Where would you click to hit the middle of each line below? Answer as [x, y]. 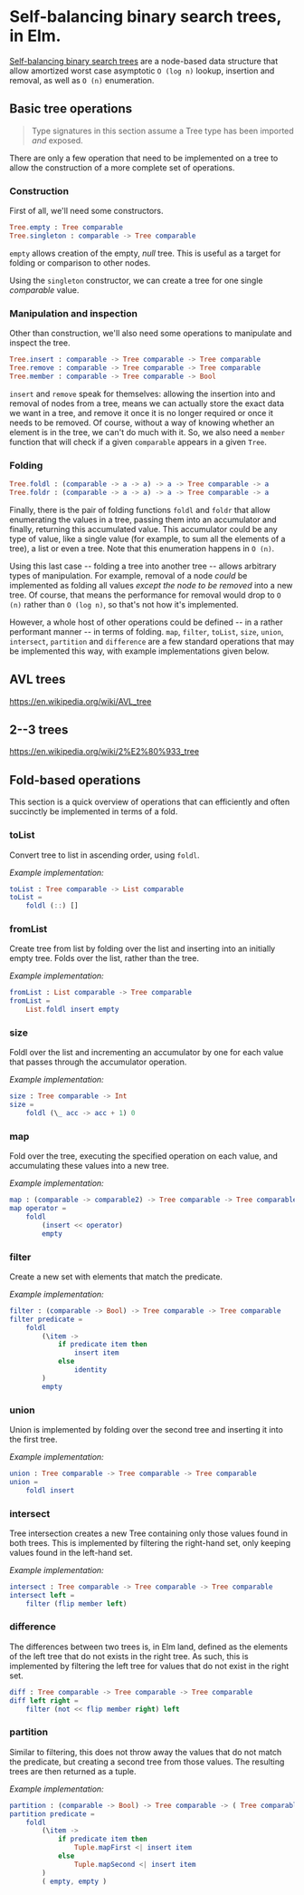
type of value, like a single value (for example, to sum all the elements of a [147, 539]
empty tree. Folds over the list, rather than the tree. [104, 958]
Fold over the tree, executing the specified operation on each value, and [144, 1156]
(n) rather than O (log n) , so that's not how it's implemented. [124, 604]
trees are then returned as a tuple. [73, 1771]
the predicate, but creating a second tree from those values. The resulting [147, 1762]
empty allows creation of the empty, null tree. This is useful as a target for [145, 253]
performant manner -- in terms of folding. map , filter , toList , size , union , [147, 631]
